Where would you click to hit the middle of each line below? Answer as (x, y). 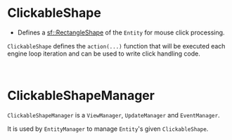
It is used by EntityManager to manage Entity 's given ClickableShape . (108, 129)
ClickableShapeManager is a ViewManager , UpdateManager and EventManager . (114, 115)
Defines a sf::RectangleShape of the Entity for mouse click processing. (121, 32)
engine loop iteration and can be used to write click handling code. (104, 53)
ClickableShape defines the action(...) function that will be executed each (116, 46)
